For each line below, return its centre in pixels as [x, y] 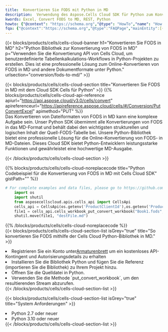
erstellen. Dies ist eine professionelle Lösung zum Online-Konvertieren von [82, 64]
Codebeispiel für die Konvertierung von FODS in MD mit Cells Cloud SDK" [81, 173]
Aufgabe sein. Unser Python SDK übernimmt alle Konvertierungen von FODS [84, 122]
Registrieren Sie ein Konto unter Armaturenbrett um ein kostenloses [80, 251]
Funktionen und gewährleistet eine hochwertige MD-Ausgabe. [69, 149]
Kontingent [16, 257]
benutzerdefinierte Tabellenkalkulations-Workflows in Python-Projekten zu [82, 59]
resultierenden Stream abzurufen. [40, 283]
